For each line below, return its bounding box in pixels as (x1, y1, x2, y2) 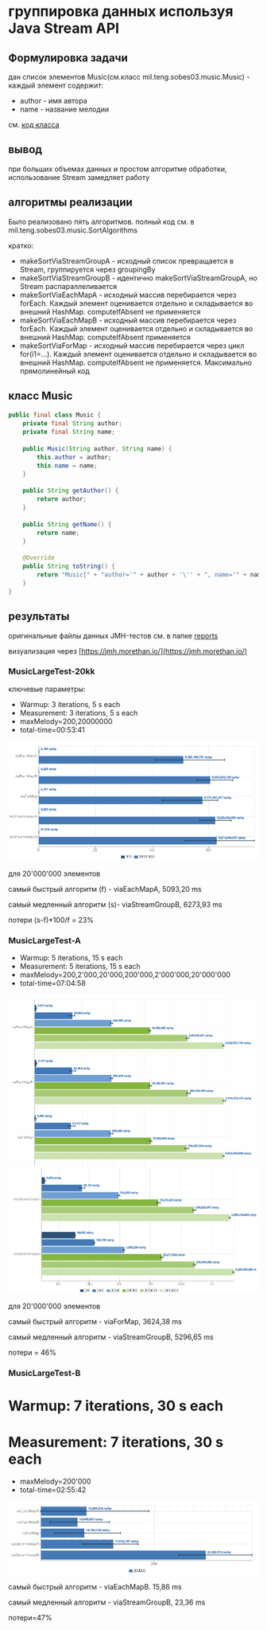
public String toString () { (22, 562, 115, 571)
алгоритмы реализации (8, 196, 133, 209)
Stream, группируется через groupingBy (19, 264, 157, 274)
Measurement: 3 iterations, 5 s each (19, 708, 138, 717)
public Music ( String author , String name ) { (22, 444, 172, 452)
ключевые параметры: (8, 684, 86, 694)
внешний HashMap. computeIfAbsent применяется (19, 332, 191, 342)
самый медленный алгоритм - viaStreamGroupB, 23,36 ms (8, 1597, 206, 1607)
